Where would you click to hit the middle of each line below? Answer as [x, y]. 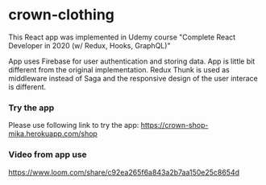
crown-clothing [62, 15]
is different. [27, 87]
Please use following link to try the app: [74, 125]
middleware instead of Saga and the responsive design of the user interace [133, 78]
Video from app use [48, 154]
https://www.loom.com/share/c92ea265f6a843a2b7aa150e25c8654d [124, 172]
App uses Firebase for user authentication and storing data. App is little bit [132, 61]
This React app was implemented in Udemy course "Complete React [122, 37]
